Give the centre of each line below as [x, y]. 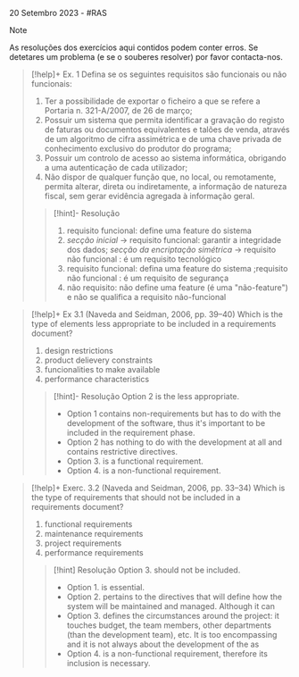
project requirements [83, 543]
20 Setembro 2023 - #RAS [58, 13]
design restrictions [79, 351]
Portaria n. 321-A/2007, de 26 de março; [118, 110]
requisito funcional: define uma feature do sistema [159, 230]
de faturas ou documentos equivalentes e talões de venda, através [167, 130]
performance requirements [94, 552]
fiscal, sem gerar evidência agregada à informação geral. [149, 196]
